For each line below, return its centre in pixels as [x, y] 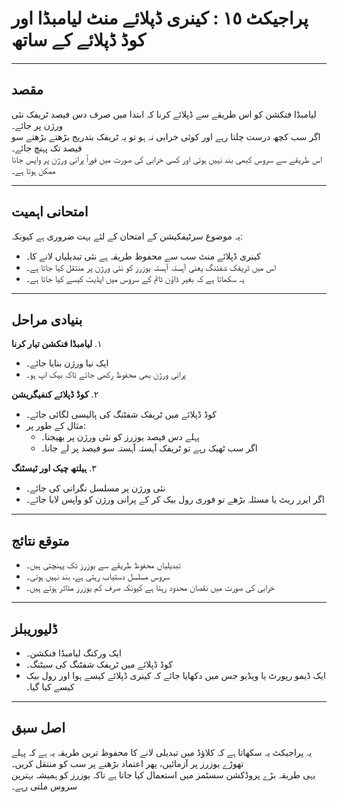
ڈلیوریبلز [34, 628]
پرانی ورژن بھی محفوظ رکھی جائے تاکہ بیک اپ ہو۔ [105, 374]
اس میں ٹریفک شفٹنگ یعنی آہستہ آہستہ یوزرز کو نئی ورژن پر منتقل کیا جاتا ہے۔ [151, 267]
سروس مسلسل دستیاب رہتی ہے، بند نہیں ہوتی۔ [98, 576]
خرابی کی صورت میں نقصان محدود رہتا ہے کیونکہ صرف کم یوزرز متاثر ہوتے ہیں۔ [150, 588]
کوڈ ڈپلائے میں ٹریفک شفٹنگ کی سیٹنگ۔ [99, 664]
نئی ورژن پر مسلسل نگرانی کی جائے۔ [95, 488]
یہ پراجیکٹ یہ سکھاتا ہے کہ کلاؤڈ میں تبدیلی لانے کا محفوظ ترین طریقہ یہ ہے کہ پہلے [162, 752]
